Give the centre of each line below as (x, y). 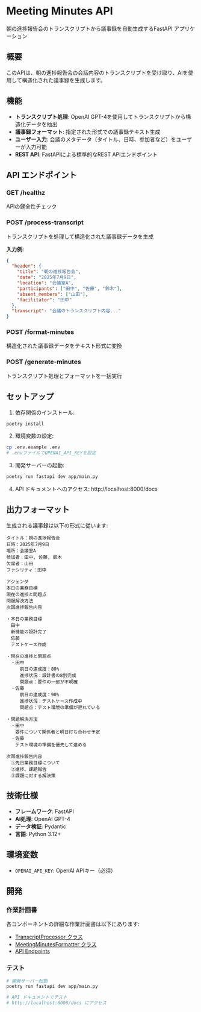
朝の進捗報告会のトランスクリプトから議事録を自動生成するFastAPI (89, 28)
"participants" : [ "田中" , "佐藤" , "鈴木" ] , (70, 288)
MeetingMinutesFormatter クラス (56, 944)
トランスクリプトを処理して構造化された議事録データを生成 (80, 236)
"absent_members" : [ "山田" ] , (53, 294)
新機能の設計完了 (29, 632)
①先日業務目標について (35, 763)
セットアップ (30, 397)
